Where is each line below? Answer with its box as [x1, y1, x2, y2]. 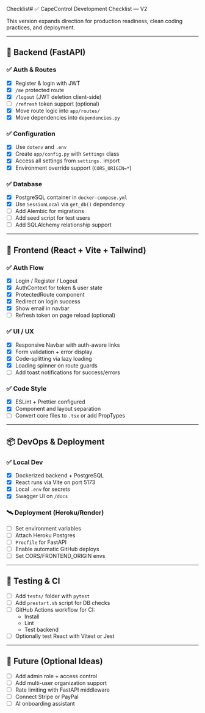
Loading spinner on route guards [15, 361, 98, 369]
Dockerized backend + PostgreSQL [15, 472, 104, 479]
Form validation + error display [15, 348, 93, 355]
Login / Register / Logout [15, 277, 78, 284]
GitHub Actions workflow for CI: [15, 606, 96, 613]
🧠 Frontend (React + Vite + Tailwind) [6, 245, 146, 255]
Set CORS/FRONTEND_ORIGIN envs [15, 552, 106, 559]
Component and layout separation [15, 405, 101, 413]
